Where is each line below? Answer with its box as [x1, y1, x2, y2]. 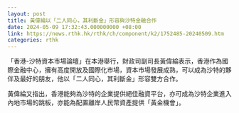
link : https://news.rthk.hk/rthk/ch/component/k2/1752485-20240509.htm [7, 30, 224, 37]
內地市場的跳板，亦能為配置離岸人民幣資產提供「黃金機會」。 [7, 98, 185, 107]
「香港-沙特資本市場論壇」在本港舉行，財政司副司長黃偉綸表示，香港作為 [7, 57, 223, 66]
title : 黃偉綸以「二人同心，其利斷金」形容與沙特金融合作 [7, 17, 157, 24]
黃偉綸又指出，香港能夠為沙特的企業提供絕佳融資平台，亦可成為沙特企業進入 [7, 90, 232, 98]
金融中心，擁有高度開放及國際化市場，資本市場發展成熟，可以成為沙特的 [13, 66, 225, 74]
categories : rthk [7, 37, 59, 44]
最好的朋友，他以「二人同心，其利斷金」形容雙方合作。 [19, 75, 182, 83]
